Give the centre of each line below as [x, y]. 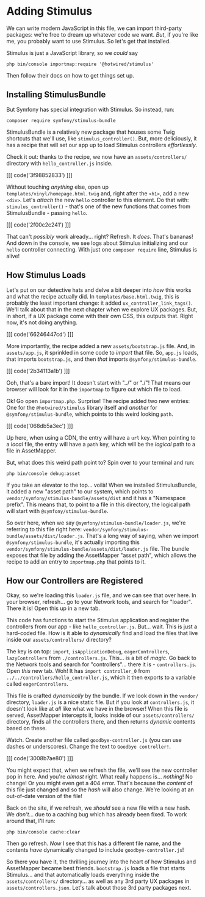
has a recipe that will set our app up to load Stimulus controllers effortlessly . [102, 145]
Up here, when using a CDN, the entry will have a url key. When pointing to [101, 437]
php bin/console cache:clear [43, 832]
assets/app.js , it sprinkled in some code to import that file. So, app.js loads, [103, 352]
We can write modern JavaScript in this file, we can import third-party [94, 28]
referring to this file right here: [44, 529]
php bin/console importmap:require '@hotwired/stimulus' [80, 64]
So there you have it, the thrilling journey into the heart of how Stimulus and [101, 862]
